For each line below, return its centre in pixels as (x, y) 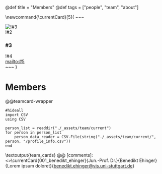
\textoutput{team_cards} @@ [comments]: (49, 155)
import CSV (17, 115)
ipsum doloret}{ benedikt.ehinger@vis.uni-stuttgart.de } (78, 166)
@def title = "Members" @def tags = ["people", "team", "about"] (72, 7)
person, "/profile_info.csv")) (38, 141)
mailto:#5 (15, 62)
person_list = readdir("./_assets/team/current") (58, 128)
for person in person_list (33, 133)
